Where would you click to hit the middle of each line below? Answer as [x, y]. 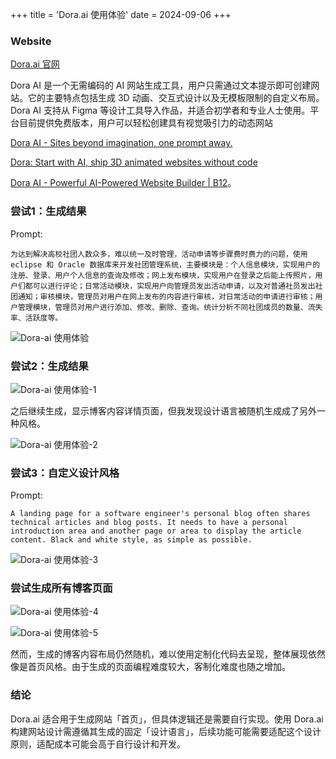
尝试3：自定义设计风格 [65, 473]
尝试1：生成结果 [48, 211]
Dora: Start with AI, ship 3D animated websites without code [134, 162]
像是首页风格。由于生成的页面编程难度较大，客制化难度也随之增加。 [150, 667]
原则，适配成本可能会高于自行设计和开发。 [98, 744]
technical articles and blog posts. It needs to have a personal [149, 523]
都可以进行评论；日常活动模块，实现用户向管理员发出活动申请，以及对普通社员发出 [170, 286]
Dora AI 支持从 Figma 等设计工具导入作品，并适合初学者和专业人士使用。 [160, 110]
